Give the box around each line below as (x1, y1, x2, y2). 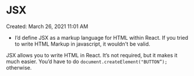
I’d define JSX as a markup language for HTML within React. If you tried (14, 34, 189, 41)
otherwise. (6, 64, 32, 71)
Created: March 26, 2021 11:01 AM (6, 23, 88, 30)
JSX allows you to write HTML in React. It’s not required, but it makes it (6, 51, 178, 58)
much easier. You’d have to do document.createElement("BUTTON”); (6, 58, 168, 65)
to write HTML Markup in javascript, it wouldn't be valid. (14, 40, 150, 47)
